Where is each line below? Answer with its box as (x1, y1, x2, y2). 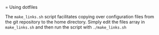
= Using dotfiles (5, 4, 38, 10)
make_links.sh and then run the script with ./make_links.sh (5, 24, 127, 30)
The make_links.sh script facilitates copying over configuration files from (5, 14, 155, 19)
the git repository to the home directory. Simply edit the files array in (5, 19, 145, 25)
